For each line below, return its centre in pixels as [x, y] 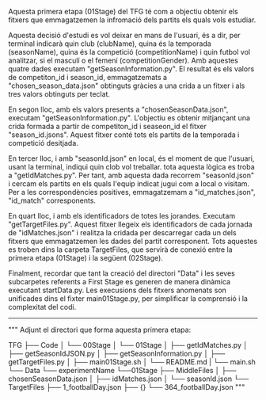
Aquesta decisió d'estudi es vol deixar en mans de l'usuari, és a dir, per [124, 35]
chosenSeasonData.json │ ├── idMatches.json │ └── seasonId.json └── [129, 379]
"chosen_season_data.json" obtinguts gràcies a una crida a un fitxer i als [127, 86]
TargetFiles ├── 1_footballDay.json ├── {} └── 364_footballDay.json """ [127, 387]
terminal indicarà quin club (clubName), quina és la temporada [110, 44]
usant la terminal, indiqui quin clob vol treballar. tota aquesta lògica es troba [131, 167]
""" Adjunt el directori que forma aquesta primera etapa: [100, 330]
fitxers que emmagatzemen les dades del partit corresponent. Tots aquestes [133, 241]
